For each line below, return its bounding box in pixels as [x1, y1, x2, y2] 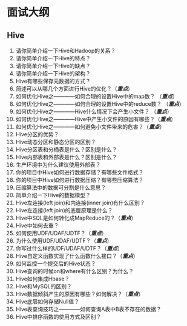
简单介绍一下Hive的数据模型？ [15, 192, 91, 198]
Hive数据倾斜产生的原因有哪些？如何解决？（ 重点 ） [15, 290, 144, 297]
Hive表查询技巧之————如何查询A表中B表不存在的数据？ [15, 305, 162, 313]
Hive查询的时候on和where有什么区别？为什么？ [15, 268, 134, 274]
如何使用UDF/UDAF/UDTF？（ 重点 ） [15, 229, 108, 237]
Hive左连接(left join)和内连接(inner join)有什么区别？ [15, 199, 145, 206]
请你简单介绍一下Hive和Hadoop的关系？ [15, 47, 116, 54]
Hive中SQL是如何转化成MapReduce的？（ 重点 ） [15, 214, 137, 221]
